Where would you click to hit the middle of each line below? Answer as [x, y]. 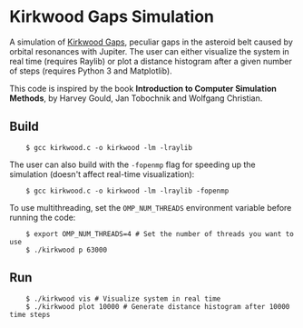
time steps [30, 314]
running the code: [43, 217]
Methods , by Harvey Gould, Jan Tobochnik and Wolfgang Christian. [136, 98]
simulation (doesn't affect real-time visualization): [102, 174]
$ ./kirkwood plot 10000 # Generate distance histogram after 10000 [158, 306]
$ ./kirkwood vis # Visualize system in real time [123, 298]
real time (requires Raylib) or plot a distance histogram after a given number [151, 61]
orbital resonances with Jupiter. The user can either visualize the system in [150, 51]
